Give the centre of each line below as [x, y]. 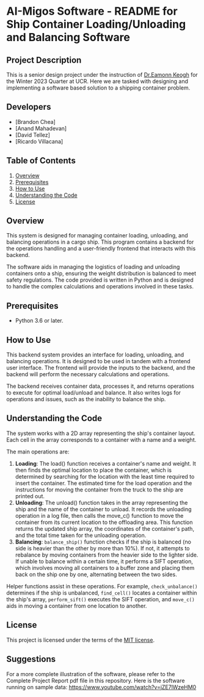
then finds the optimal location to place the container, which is [93, 470]
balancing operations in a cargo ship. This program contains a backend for [100, 242]
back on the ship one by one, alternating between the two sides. [96, 574]
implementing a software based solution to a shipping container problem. [98, 88]
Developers [29, 107]
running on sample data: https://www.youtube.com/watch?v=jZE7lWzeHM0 [101, 687]
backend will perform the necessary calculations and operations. [88, 374]
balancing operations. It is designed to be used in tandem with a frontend [98, 361]
